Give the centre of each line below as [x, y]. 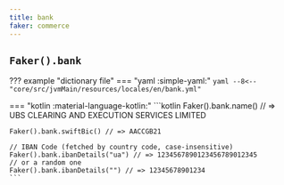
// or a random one [46, 163]
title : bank [31, 17]
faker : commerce [39, 26]
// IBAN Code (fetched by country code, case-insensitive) [121, 148]
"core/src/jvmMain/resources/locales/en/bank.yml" [105, 90]
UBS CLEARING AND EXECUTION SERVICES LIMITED [108, 116]
